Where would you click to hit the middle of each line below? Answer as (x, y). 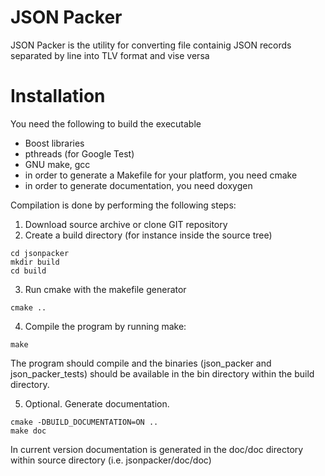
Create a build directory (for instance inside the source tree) (148, 235)
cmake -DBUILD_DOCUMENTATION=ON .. (84, 422)
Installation (58, 96)
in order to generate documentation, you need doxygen (138, 185)
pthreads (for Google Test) (79, 153)
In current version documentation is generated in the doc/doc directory (157, 449)
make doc (28, 431)
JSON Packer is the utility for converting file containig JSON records (151, 45)
